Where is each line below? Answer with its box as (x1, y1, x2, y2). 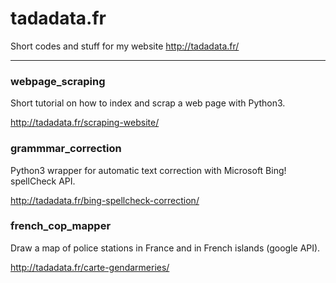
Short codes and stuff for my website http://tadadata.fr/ (10, 40, 240, 52)
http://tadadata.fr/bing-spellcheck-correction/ (10, 194, 200, 206)
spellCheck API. (10, 175, 76, 187)
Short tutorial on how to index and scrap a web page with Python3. (10, 97, 286, 109)
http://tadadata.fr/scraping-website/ (10, 117, 160, 129)
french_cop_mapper (10, 219, 112, 233)
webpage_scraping (10, 74, 106, 88)
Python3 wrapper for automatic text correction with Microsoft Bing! (10, 164, 287, 176)
